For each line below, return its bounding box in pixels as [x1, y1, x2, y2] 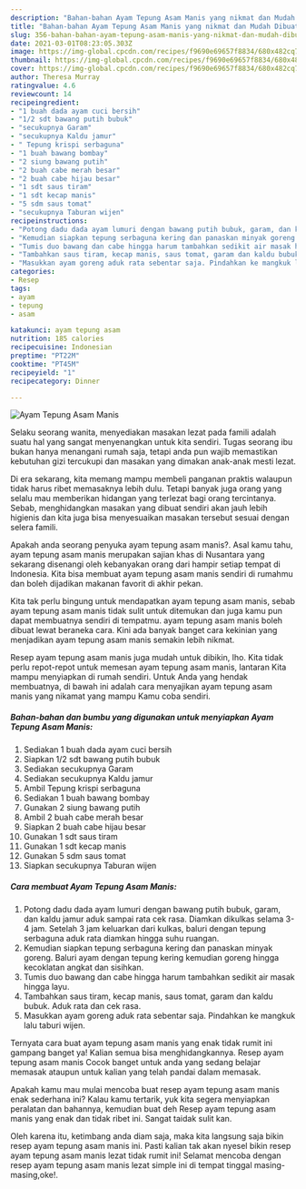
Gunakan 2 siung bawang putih [23, 802, 141, 813]
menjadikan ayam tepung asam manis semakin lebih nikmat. [10, 634, 235, 646]
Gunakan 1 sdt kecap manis [23, 841, 126, 851]
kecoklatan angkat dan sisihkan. [23, 962, 144, 973]
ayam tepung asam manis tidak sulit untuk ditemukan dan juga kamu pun [10, 606, 282, 617]
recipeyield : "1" [10, 368, 76, 378]
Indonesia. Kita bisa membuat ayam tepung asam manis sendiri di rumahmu [10, 569, 293, 579]
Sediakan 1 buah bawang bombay [23, 792, 151, 803]
